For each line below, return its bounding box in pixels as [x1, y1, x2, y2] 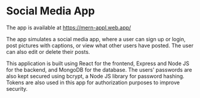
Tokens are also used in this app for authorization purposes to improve [6, 79, 180, 86]
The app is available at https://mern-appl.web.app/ [6, 24, 131, 31]
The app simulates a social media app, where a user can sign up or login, [6, 35, 186, 42]
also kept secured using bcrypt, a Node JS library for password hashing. [6, 72, 185, 79]
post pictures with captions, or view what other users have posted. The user [6, 42, 194, 49]
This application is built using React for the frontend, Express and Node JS [6, 60, 190, 67]
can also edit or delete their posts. [6, 48, 91, 55]
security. [6, 85, 28, 92]
